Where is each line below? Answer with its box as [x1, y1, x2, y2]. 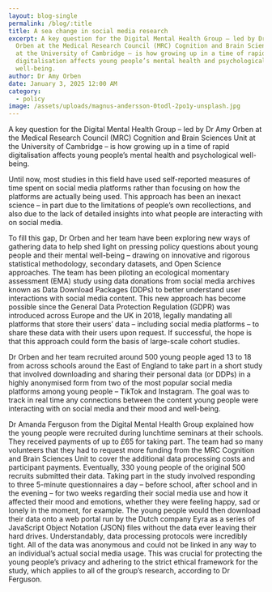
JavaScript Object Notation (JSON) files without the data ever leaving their [8, 523, 257, 533]
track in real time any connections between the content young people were [8, 395, 259, 405]
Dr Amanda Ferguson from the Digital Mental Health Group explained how [8, 420, 254, 429]
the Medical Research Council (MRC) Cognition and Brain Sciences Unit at [8, 133, 257, 143]
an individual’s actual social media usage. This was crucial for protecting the [8, 548, 263, 559]
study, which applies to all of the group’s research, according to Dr [8, 566, 231, 576]
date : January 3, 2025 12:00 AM [8, 79, 117, 87]
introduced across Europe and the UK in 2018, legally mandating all [8, 311, 232, 321]
